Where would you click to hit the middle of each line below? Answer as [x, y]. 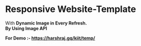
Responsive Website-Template [71, 9]
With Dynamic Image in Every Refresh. [46, 23]
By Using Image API [26, 28]
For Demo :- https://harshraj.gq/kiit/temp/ [50, 38]
